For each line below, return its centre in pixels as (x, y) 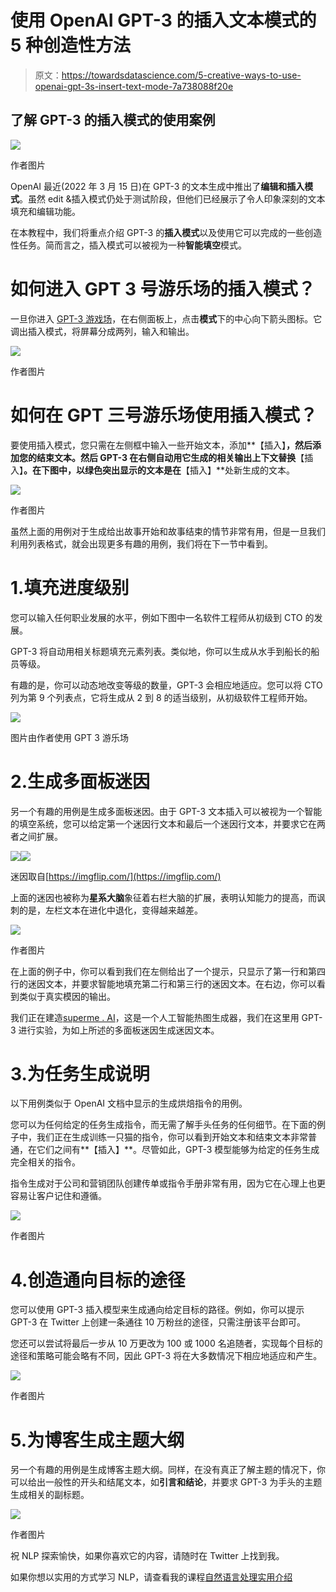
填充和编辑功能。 (45, 211)
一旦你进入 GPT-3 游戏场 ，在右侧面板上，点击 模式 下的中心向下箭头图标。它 (166, 318)
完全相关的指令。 (45, 1162)
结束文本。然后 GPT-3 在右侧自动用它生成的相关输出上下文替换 (166, 457)
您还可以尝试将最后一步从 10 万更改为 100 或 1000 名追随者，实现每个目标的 (166, 1343)
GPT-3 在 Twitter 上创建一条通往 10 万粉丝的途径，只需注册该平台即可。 (158, 1322)
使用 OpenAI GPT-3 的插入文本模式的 (163, 20)
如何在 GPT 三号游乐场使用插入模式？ (164, 415)
